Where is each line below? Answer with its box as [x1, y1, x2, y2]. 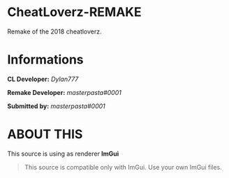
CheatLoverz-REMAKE [7, 4, 142, 20]
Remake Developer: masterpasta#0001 [7, 88, 122, 96]
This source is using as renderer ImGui [7, 149, 119, 158]
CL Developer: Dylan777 [7, 75, 79, 83]
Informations [7, 52, 84, 68]
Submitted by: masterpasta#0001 [7, 102, 106, 110]
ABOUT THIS [7, 126, 83, 142]
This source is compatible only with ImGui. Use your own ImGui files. [24, 163, 222, 171]
